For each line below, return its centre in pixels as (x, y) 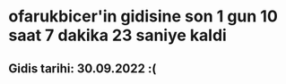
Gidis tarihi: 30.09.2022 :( (82, 68)
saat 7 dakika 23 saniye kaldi (118, 35)
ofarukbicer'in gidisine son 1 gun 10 (143, 17)
